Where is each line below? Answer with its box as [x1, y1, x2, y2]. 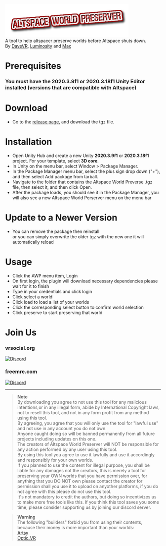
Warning [17, 514, 36, 520]
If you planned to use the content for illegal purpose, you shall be [17, 462, 150, 468]
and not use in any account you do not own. [17, 425, 107, 431]
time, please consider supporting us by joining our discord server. [17, 504, 152, 510]
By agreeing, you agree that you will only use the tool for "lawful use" [17, 420, 159, 426]
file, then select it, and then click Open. [12, 184, 92, 190]
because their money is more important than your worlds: [17, 524, 134, 530]
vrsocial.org [5, 344, 35, 351]
